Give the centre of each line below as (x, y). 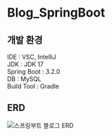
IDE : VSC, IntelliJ (32, 57)
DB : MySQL (24, 79)
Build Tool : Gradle (33, 86)
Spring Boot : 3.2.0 (34, 71)
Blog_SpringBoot (56, 13)
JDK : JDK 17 (25, 64)
